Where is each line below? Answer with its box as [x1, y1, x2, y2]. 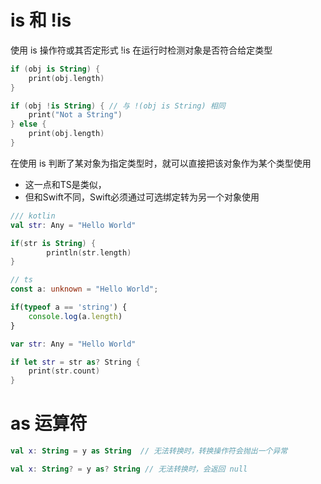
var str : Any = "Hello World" [10, 339, 137, 349]
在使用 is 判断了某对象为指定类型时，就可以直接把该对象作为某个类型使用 [10, 157, 312, 169]
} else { [10, 119, 47, 130]
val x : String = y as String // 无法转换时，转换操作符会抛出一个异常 [10, 446, 288, 456]
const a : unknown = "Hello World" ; [10, 284, 159, 295]
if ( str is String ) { [10, 238, 97, 248]
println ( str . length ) [46, 247, 132, 258]
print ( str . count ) [28, 366, 101, 376]
